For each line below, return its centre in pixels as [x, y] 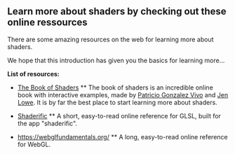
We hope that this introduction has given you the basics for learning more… [116, 60]
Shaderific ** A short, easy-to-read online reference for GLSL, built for [119, 115]
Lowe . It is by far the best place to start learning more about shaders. [117, 102]
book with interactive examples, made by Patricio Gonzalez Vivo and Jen [123, 94]
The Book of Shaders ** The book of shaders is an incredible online [115, 87]
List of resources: [33, 73]
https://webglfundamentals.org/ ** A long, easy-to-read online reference [122, 136]
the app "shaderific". [47, 123]
